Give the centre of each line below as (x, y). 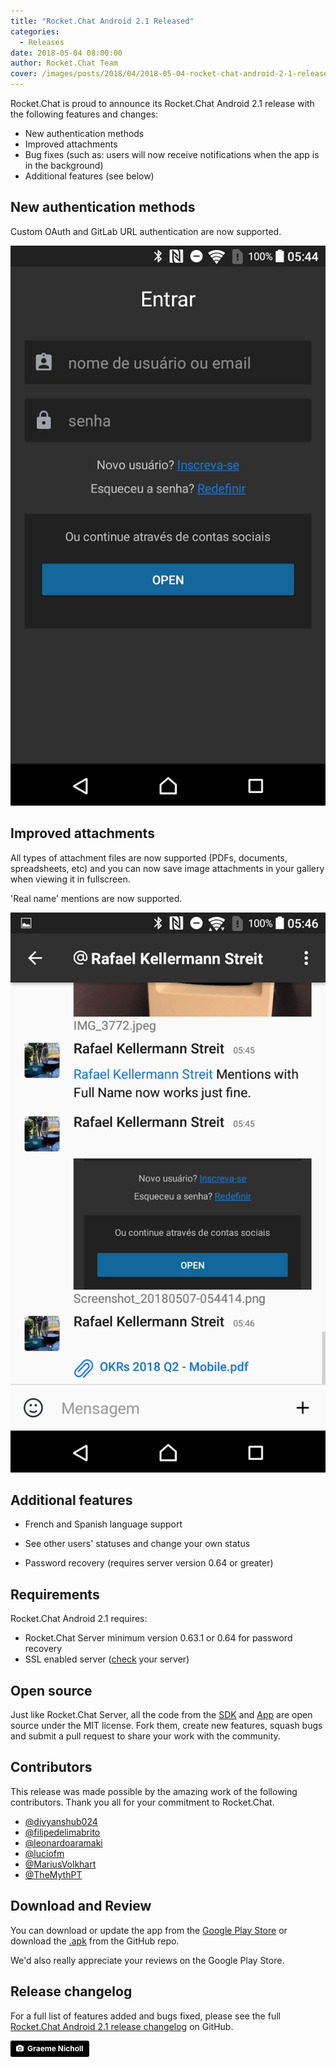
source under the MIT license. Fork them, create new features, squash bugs (166, 1726)
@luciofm (44, 1853)
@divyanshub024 (61, 1821)
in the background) (64, 165)
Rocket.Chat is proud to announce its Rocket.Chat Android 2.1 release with (162, 103)
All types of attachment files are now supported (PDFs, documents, (149, 857)
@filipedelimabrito (62, 1832)
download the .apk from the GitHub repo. (95, 1941)
